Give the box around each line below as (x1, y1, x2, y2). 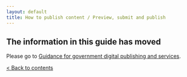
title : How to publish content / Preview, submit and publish (6, 14, 166, 20)
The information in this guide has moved (6, 37, 161, 47)
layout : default (6, 8, 47, 15)
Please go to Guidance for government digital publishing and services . (6, 52, 181, 60)
